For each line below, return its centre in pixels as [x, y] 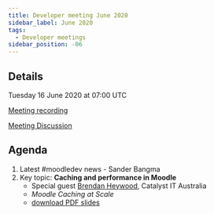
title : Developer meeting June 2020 [68, 15]
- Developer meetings [51, 37]
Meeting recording [38, 110]
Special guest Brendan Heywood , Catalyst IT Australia [119, 186]
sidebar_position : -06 [45, 45]
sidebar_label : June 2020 [50, 23]
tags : [17, 30]
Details [26, 76]
